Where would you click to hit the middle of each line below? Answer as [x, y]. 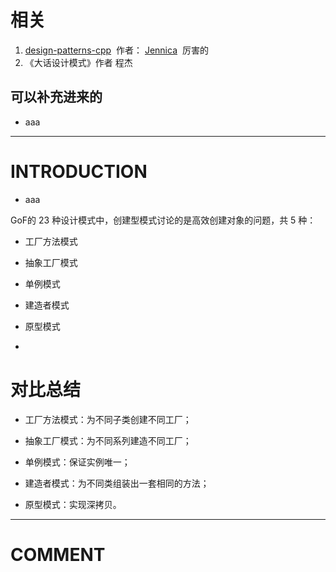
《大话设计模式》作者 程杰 [78, 62]
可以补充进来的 [56, 97]
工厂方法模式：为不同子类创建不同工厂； [108, 419]
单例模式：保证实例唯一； [77, 462]
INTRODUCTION [79, 171]
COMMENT [58, 554]
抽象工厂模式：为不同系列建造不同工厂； [108, 440]
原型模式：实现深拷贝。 [73, 504]
